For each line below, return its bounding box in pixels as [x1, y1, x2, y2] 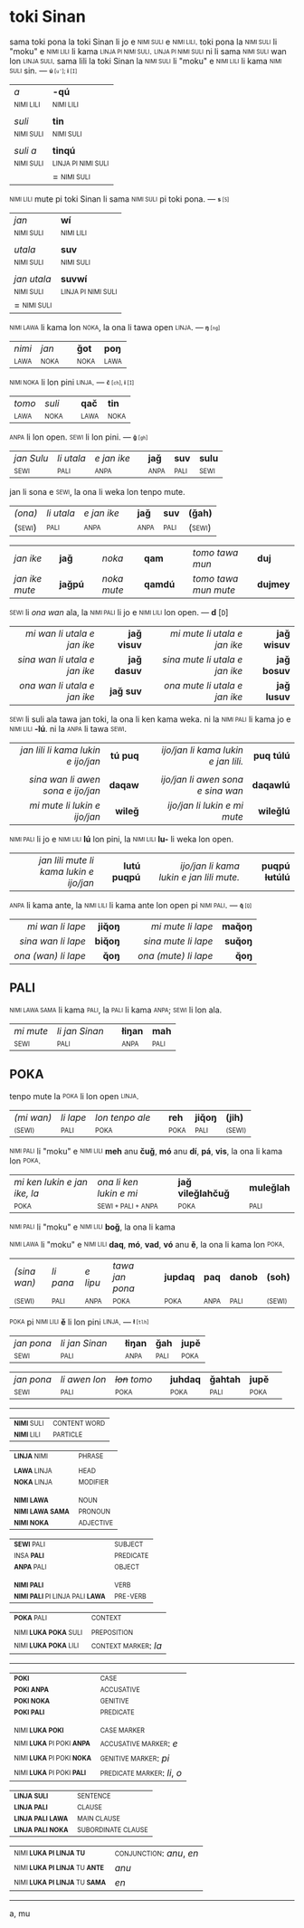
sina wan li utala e [17, 653, 95, 666]
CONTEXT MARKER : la [90, 1639, 163, 1652]
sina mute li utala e [162, 653, 243, 666]
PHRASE [78, 1451, 104, 1460]
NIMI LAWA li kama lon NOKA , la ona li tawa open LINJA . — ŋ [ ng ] [9, 321, 221, 332]
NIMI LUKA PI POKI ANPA [14, 1739, 90, 1748]
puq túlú [252, 749, 290, 762]
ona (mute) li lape [138, 949, 214, 962]
